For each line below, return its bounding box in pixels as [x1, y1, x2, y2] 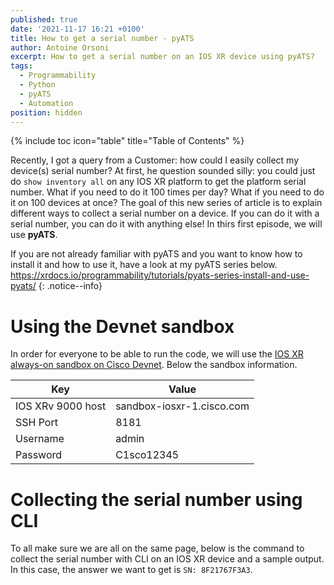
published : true [10, 14, 78, 25]
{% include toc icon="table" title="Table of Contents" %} [10, 135, 245, 147]
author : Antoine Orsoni [10, 42, 110, 53]
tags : [10, 61, 33, 71]
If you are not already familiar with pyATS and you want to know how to [10, 248, 303, 260]
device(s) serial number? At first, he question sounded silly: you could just [10, 165, 316, 177]
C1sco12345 [115, 448, 180, 462]
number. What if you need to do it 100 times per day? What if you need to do [10, 186, 325, 198]
